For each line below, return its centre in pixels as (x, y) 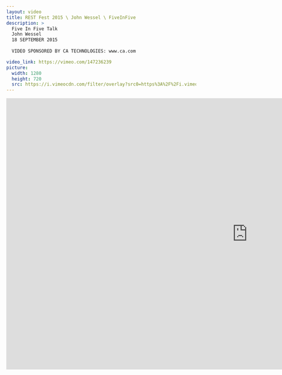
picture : (17, 68)
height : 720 (27, 79)
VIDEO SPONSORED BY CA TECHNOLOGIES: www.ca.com (74, 51)
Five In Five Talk (35, 29)
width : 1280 (27, 73)
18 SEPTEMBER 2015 (35, 40)
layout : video (24, 12)
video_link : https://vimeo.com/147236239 (59, 62)
